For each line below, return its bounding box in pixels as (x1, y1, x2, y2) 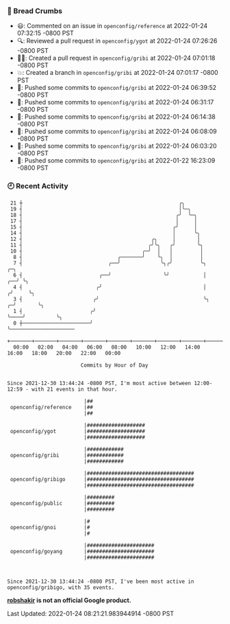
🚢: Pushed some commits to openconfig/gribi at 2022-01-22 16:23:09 (16, 157, 216, 165)
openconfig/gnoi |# (10, 524, 90, 531)
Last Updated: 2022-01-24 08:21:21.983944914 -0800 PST (7, 609, 175, 617)
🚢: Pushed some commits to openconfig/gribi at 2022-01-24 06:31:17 (16, 98, 214, 106)
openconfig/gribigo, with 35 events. (7, 583, 115, 591)
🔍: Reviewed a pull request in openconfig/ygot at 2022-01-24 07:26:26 (16, 37, 218, 45)
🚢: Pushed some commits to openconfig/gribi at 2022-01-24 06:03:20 (16, 142, 217, 150)
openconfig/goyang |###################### (10, 548, 155, 555)
